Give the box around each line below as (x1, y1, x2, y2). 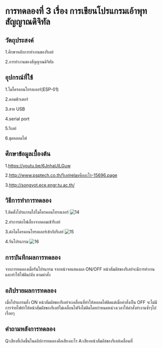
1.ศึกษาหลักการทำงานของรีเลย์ (5, 49, 54, 54)
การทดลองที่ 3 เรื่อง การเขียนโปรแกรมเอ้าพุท (5, 5, 147, 17)
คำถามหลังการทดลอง (5, 325, 55, 333)
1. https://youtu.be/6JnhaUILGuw (5, 162, 71, 168)
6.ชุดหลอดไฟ (5, 135, 27, 141)
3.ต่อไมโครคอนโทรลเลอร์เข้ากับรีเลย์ (5, 229, 64, 235)
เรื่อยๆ (5, 310, 15, 317)
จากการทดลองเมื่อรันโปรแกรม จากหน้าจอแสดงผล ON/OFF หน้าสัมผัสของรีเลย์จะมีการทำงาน (5, 266, 155, 272)
